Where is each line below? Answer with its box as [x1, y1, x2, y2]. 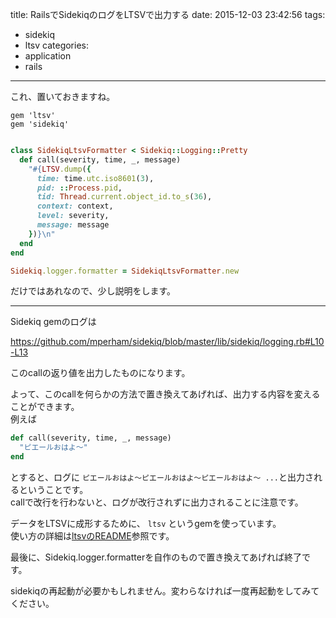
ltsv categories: [24, 39, 89, 51]
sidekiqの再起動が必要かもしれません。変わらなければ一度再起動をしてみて [10, 585, 320, 597]
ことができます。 [10, 401, 80, 413]
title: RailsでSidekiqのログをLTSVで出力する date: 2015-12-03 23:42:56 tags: [10, 9, 326, 20]
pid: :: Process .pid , [36, 183, 123, 193]
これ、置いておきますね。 [10, 91, 116, 102]
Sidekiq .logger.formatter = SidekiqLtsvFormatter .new [10, 266, 240, 276]
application [24, 50, 72, 62]
